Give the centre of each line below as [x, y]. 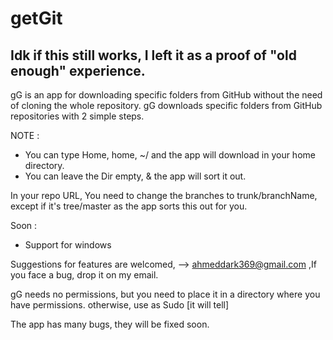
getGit [36, 18]
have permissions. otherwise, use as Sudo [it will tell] [120, 305]
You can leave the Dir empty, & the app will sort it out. [135, 176]
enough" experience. [78, 70]
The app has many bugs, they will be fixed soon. [110, 324]
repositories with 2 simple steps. [77, 116]
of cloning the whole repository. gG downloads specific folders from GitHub [166, 105]
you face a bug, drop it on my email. [84, 275]
